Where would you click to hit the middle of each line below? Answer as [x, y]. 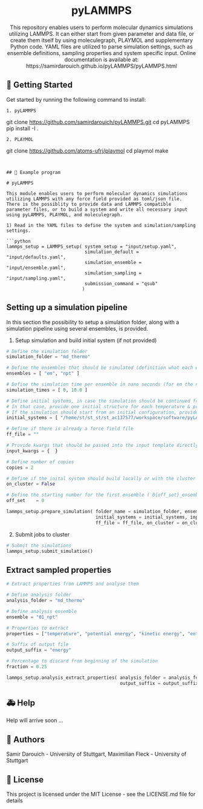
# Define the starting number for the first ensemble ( [78, 495]
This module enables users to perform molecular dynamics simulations [97, 193]
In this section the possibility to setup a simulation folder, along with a [93, 322]
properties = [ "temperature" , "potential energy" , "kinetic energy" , [96, 633]
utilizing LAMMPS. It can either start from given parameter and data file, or [101, 33]
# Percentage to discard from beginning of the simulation [82, 661]
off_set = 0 [25, 501]
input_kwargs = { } [32, 451]
